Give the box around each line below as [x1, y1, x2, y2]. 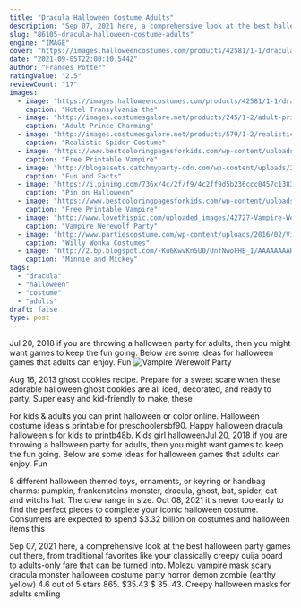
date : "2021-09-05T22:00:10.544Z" [9, 55, 139, 64]
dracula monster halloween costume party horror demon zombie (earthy [9, 569, 276, 580]
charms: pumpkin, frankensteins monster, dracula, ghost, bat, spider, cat [9, 485, 278, 496]
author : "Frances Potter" [9, 64, 106, 73]
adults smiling [9, 588, 61, 599]
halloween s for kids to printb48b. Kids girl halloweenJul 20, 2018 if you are [9, 430, 288, 440]
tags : [9, 264, 30, 273]
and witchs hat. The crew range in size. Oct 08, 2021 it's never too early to [9, 495, 284, 506]
